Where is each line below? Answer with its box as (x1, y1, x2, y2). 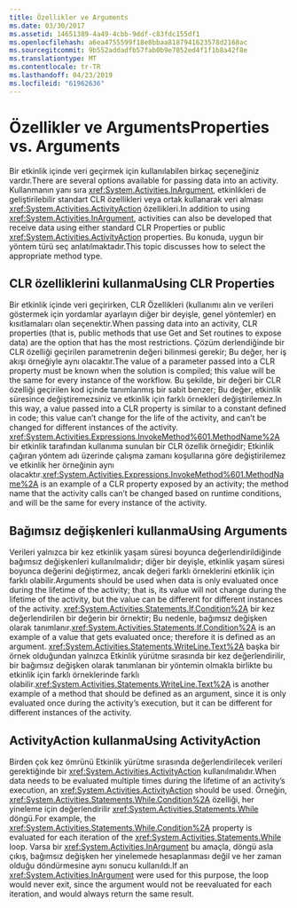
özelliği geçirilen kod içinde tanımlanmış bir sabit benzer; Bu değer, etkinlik (9, 384, 282, 395)
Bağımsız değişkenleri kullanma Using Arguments (9, 523, 288, 538)
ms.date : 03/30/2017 (9, 21, 86, 30)
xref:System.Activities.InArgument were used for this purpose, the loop (9, 870, 269, 880)
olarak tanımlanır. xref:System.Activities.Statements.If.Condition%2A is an (9, 622, 277, 633)
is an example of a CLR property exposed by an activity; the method (40, 478, 289, 489)
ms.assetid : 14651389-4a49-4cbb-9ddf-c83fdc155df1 (9, 29, 200, 38)
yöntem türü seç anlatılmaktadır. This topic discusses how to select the (9, 241, 266, 251)
